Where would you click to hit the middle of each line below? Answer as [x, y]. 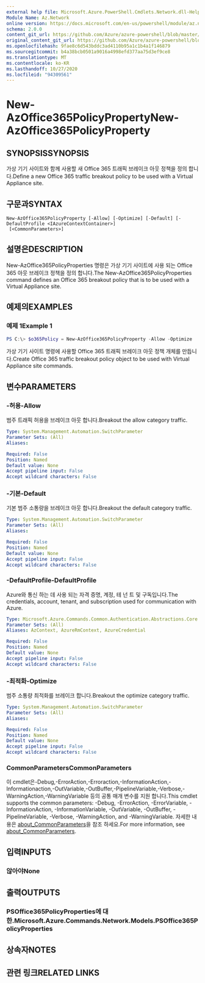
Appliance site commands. [40, 366]
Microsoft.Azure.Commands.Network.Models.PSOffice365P [106, 921]
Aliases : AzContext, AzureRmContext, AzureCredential [76, 630]
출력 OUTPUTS [33, 893]
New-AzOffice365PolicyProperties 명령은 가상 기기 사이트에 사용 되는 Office [99, 265]
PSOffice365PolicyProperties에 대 [57, 911]
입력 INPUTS [29, 852]
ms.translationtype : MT [37, 57]
